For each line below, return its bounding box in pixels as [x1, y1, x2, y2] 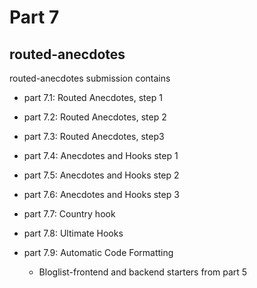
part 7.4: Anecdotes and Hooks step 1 [23, 150, 179, 161]
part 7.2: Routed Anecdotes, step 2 [23, 111, 167, 123]
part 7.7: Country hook [23, 208, 116, 220]
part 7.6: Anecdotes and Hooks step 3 [23, 189, 180, 200]
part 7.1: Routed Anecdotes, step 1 [23, 92, 163, 103]
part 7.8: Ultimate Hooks [23, 227, 124, 239]
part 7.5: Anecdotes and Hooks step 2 [23, 169, 180, 181]
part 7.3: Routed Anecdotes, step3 [23, 131, 165, 142]
